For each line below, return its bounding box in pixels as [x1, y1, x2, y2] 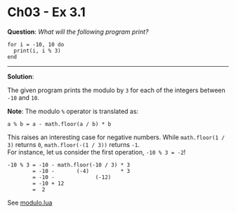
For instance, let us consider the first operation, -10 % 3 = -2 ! [7, 148, 186, 156]
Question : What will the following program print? [7, 27, 149, 36]
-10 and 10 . [7, 93, 40, 102]
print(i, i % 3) [13, 47, 61, 54]
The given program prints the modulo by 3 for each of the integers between [7, 86, 226, 94]
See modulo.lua [7, 198, 53, 207]
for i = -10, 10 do [7, 41, 65, 48]
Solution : [7, 72, 34, 81]
